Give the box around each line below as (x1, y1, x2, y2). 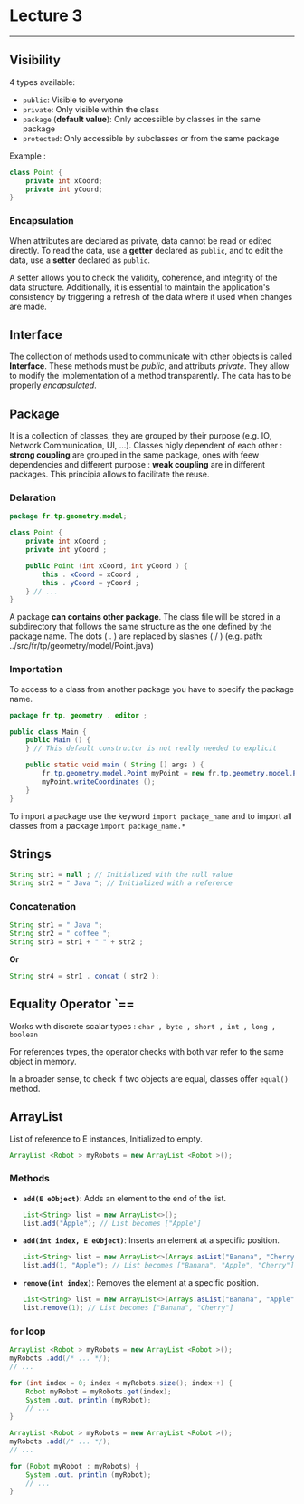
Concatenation (9, 901, 77, 912)
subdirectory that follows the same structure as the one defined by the (9, 622, 273, 632)
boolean (9, 1030, 39, 1039)
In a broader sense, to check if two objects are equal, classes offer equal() (9, 1073, 290, 1084)
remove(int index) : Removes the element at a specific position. (22, 1277, 260, 1288)
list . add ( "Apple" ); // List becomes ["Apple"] (22, 1219, 202, 1228)
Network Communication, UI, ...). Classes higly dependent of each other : (9, 440, 283, 451)
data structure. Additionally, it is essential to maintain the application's (9, 282, 270, 293)
